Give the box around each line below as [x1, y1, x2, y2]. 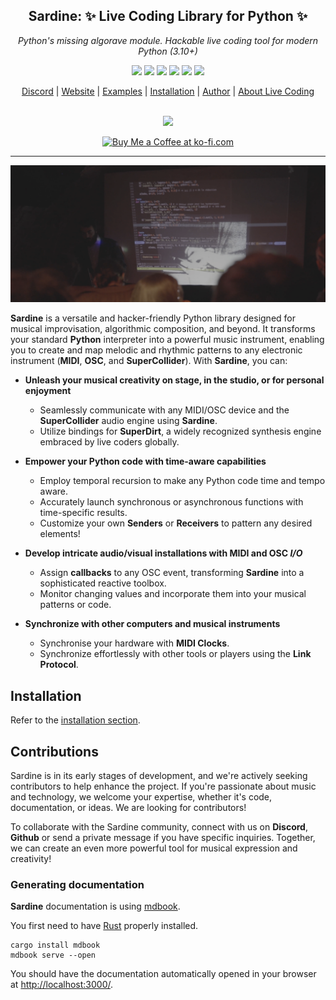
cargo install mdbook [10, 940, 101, 951]
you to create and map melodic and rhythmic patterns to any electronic [10, 344, 303, 356]
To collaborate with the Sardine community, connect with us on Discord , [10, 820, 308, 833]
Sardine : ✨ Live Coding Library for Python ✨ [28, 8, 308, 25]
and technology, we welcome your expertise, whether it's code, [10, 790, 273, 803]
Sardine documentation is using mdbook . [10, 900, 181, 913]
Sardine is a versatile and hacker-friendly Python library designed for [10, 312, 296, 324]
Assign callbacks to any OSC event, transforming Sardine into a [39, 567, 305, 579]
